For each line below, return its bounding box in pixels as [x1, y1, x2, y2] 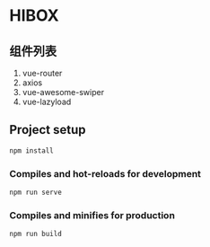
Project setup [9, 122, 87, 137]
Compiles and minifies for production [9, 208, 175, 221]
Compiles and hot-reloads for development [9, 167, 202, 180]
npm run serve [9, 188, 63, 197]
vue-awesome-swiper [22, 87, 105, 97]
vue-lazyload [22, 96, 72, 107]
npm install [9, 146, 54, 155]
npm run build [9, 230, 63, 239]
